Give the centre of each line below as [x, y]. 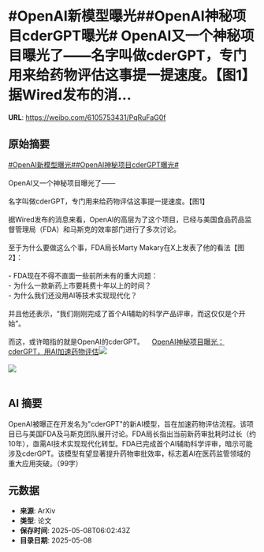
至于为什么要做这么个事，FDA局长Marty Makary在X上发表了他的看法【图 [126, 247]
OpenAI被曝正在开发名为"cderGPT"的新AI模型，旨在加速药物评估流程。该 [128, 423]
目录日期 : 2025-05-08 [56, 540]
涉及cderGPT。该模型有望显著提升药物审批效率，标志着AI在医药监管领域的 [129, 453]
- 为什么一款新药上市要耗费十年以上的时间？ [80, 285]
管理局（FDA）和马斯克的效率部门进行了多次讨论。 [98, 229]
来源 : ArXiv [37, 511]
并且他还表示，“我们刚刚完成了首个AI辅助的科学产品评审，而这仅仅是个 [123, 313]
